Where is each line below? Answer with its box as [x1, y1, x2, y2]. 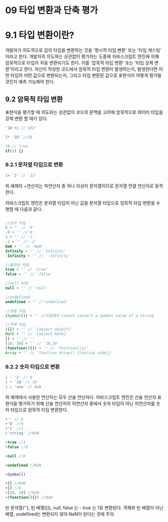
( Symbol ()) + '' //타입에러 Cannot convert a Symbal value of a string [5, 313, 154, 318]
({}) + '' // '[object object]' [5, 327, 73, 332]
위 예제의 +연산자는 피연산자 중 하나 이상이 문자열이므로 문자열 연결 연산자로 [5, 182, 154, 189]
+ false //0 [5, 444, 28, 449]
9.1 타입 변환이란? [5, 30, 74, 41]
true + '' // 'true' [5, 267, 49, 272]
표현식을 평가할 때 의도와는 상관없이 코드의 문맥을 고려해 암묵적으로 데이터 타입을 [5, 109, 163, 115]
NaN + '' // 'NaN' [5, 244, 44, 249]
